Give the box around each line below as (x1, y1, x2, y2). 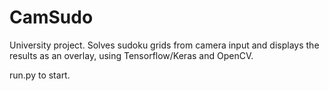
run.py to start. (9, 69, 71, 81)
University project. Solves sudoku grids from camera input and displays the (9, 39, 320, 51)
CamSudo (9, 6, 94, 29)
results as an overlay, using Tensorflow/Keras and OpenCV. (9, 49, 254, 61)
